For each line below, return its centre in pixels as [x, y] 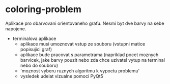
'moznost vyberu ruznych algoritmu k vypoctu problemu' [80, 71]
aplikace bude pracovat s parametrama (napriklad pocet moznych [89, 55]
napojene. [16, 28]
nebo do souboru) [39, 65]
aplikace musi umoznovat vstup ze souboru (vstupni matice [83, 44]
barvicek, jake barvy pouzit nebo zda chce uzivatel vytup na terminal [93, 60]
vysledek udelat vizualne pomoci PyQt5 [62, 76]
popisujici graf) [36, 49]
